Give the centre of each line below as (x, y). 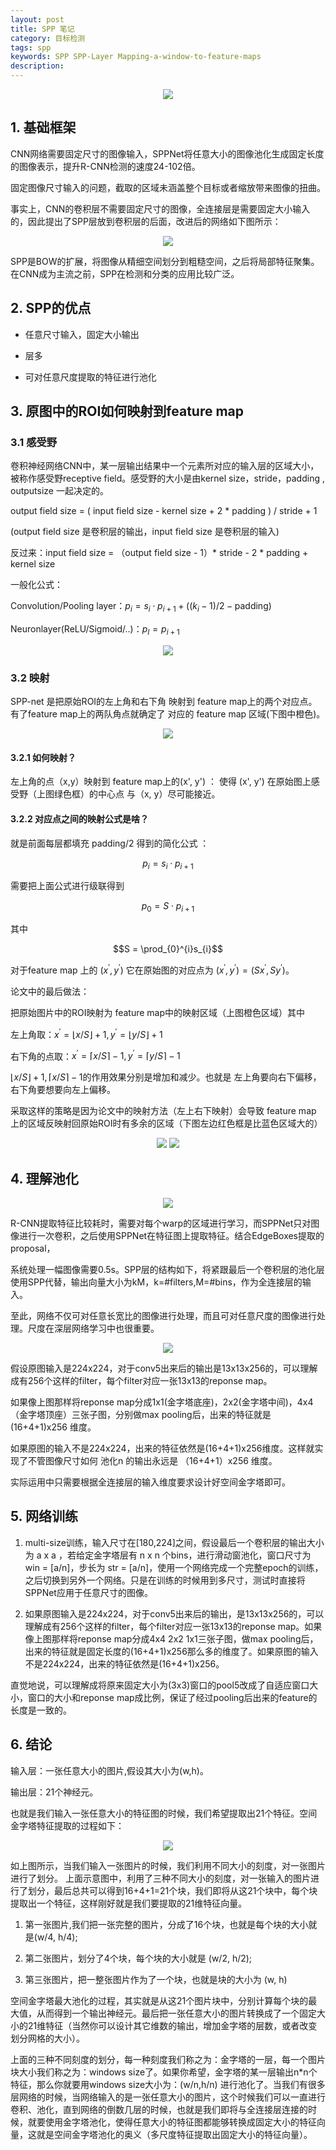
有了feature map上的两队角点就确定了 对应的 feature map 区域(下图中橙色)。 (168, 714)
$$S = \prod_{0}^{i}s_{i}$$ (168, 949)
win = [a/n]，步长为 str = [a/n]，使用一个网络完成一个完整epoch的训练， (174, 1567)
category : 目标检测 (48, 38)
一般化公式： (36, 585)
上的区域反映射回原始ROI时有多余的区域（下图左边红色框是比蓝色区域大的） (166, 1123)
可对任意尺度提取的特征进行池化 (90, 377)
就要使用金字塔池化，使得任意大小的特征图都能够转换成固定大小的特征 (172, 2122)
